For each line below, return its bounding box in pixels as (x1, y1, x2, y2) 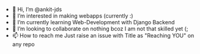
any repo (12, 41, 35, 48)
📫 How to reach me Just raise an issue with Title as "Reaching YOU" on (12, 32, 194, 39)
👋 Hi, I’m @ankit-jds (12, 6, 62, 13)
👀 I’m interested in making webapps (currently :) (12, 12, 133, 19)
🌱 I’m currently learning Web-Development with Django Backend (12, 19, 175, 25)
